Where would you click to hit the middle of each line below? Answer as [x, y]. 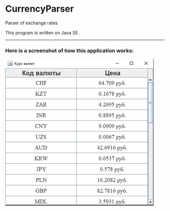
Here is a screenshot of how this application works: [70, 50]
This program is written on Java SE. [42, 32]
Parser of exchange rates [32, 23]
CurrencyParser [40, 9]
